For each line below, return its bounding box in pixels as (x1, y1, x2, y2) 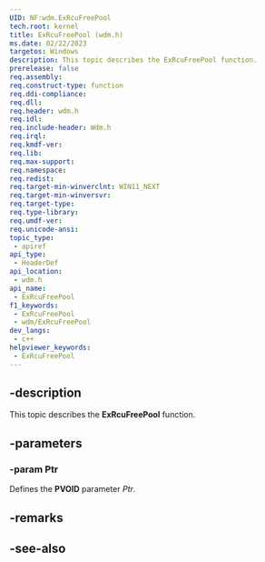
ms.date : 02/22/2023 (9, 38, 88, 48)
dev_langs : (9, 326, 51, 336)
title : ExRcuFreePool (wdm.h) (9, 30, 124, 39)
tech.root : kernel (9, 22, 79, 31)
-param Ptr (9, 463, 59, 476)
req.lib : (9, 148, 43, 157)
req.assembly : (9, 73, 64, 82)
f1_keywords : (9, 301, 59, 310)
